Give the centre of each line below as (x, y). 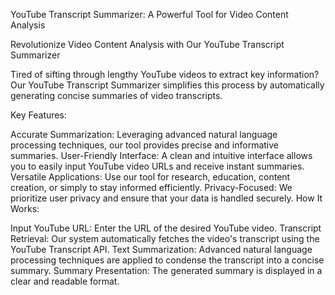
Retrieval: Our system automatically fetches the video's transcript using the (165, 238)
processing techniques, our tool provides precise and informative (145, 145)
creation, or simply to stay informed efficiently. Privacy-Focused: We (151, 187)
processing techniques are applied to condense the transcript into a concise (167, 260)
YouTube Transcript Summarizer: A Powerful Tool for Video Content (149, 14)
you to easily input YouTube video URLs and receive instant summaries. (157, 166)
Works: (25, 208)
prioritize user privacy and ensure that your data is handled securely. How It (166, 198)
